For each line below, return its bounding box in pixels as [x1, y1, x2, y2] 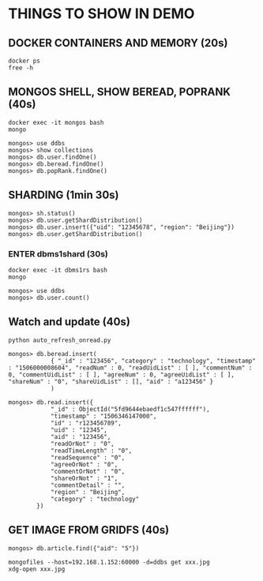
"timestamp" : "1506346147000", [50, 412, 157, 420]
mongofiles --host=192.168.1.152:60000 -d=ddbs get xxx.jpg [8, 558, 211, 566]
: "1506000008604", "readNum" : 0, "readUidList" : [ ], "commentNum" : [8, 364, 253, 372]
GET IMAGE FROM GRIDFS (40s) [8, 523, 170, 537]
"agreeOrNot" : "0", [50, 460, 118, 468]
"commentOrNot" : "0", [50, 467, 126, 475]
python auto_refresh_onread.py [8, 336, 111, 344]
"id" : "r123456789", [50, 419, 122, 427]
